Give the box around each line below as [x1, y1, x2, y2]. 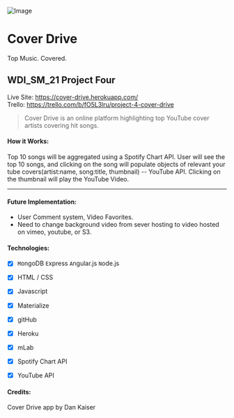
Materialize [17, 301, 50, 310]
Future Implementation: [7, 197, 77, 206]
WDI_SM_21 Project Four [7, 74, 116, 87]
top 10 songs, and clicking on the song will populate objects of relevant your [7, 160, 226, 168]
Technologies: [7, 244, 50, 252]
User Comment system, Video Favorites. [17, 213, 134, 221]
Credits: [7, 387, 31, 396]
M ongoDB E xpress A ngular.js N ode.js [17, 259, 120, 268]
